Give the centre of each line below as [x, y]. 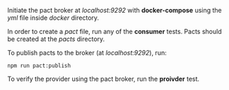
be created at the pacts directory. [56, 39]
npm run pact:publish [39, 66]
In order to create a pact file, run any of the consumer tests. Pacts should [114, 32]
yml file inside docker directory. [53, 18]
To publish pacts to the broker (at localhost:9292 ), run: [87, 53]
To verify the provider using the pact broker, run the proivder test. [104, 79]
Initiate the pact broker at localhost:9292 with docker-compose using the [114, 10]
